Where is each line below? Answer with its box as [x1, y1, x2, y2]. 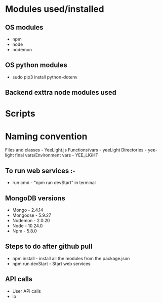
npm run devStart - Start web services [12, 261, 91, 266]
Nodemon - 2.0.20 [12, 217, 50, 223]
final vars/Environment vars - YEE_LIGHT [15, 152, 99, 158]
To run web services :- [5, 166, 76, 175]
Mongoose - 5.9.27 [12, 212, 52, 218]
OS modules [5, 23, 43, 32]
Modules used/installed [5, 3, 105, 15]
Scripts [5, 108, 36, 119]
